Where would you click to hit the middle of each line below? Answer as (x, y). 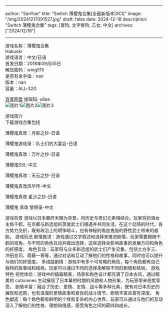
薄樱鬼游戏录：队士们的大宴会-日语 (41, 143)
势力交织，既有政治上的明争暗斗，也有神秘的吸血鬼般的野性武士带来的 (81, 230)
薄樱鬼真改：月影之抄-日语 (32, 133)
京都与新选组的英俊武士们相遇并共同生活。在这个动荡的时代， (95, 224)
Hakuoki (14, 51)
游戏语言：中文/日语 (26, 57)
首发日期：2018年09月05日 (33, 63)
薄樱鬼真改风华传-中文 (28, 186)
